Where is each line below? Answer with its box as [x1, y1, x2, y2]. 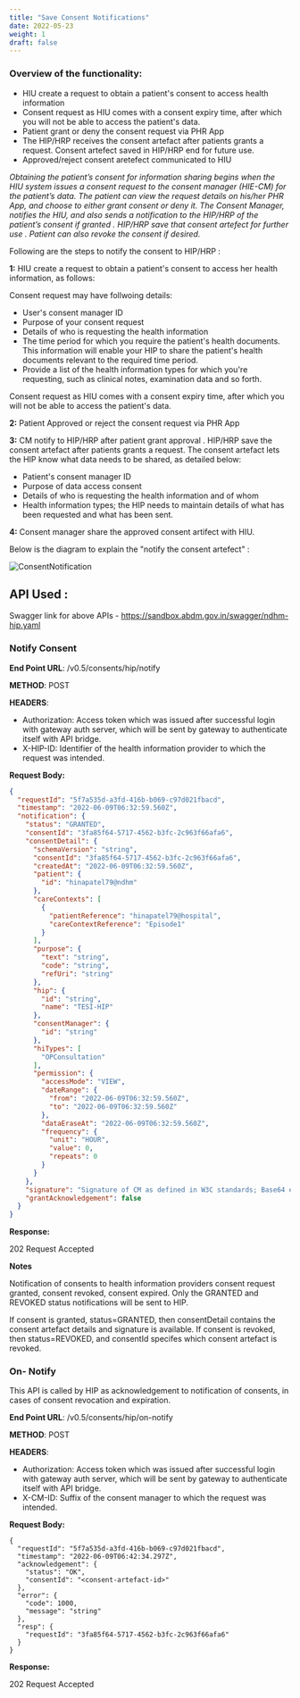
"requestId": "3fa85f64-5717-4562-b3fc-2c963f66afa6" [25, 1630, 229, 1639]
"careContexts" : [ [32, 895, 102, 904]
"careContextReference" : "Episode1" [48, 920, 186, 928]
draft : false [9, 37, 58, 47]
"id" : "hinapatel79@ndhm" [41, 878, 138, 887]
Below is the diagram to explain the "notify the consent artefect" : [9, 544, 250, 554]
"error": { [17, 1591, 58, 1601]
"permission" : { [32, 1069, 94, 1078]
